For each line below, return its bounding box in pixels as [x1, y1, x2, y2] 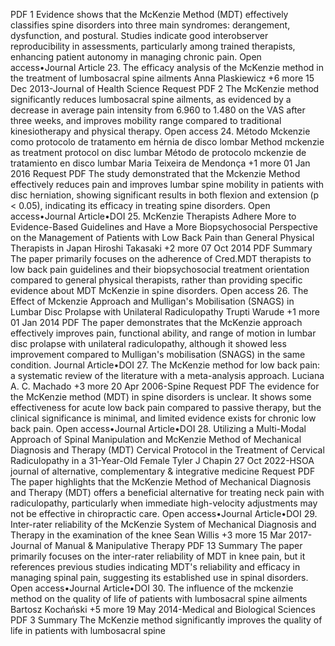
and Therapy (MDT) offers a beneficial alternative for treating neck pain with [10, 487, 325, 498]
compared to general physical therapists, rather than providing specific [10, 274, 303, 286]
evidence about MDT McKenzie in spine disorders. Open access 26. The [10, 285, 309, 296]
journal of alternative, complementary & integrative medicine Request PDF [10, 465, 316, 477]
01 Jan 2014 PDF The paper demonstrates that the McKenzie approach [10, 317, 303, 328]
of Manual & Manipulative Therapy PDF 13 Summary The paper [43, 540, 303, 551]
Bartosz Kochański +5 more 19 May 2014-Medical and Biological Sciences [10, 604, 316, 615]
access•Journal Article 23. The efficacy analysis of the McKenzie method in [10, 62, 324, 73]
